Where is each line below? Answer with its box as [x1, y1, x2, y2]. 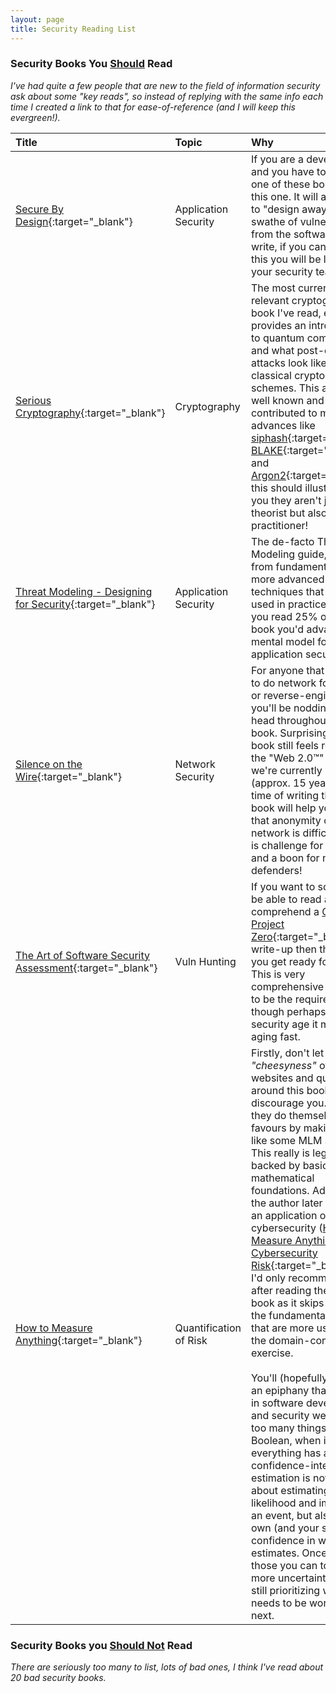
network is [250, 826, 301, 840]
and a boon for [250, 851, 320, 865]
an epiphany [250, 1383, 310, 1397]
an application [250, 1208, 318, 1222]
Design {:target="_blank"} [15, 214, 133, 228]
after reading [250, 1283, 312, 1297]
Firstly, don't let [250, 1046, 325, 1060]
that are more [250, 1321, 315, 1335]
